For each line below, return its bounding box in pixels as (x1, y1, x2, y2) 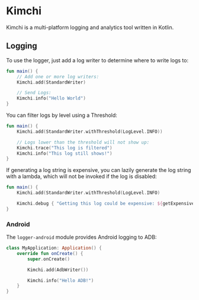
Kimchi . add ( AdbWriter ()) (27, 267, 89, 273)
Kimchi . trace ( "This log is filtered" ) (17, 145, 113, 151)
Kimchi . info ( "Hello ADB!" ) (27, 277, 94, 283)
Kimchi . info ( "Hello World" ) (17, 95, 86, 101)
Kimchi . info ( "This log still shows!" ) (17, 150, 113, 157)
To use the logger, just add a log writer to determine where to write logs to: (6, 56, 188, 63)
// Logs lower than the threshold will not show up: (17, 139, 150, 145)
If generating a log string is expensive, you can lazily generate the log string (6, 167, 191, 174)
